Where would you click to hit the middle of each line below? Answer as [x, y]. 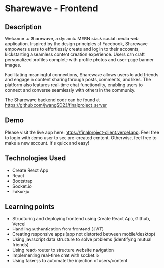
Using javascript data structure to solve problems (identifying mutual [82, 239]
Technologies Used [35, 158]
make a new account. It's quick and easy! [47, 143]
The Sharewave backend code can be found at [52, 100]
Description [23, 27]
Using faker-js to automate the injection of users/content [70, 261]
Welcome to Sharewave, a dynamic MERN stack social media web [72, 38]
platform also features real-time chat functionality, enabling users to [74, 85]
